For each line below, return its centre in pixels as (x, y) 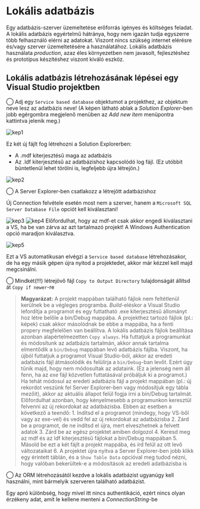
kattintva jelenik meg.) (33, 121)
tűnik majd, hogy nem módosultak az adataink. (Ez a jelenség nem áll (105, 368)
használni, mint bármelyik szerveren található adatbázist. (76, 481)
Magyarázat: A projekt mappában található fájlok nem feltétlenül (100, 298)
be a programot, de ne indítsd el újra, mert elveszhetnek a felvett (100, 425)
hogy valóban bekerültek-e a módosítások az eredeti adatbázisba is (104, 463)
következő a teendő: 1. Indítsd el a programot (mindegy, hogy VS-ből (105, 412)
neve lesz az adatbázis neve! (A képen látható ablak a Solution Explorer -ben (99, 108)
